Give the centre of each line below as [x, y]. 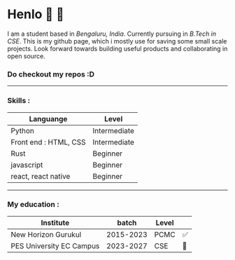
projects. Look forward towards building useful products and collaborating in [117, 48]
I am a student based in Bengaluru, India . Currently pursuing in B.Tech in [112, 34]
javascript [27, 165]
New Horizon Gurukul [46, 234]
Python [23, 130]
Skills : [19, 101]
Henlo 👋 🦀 [36, 14]
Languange [48, 118]
